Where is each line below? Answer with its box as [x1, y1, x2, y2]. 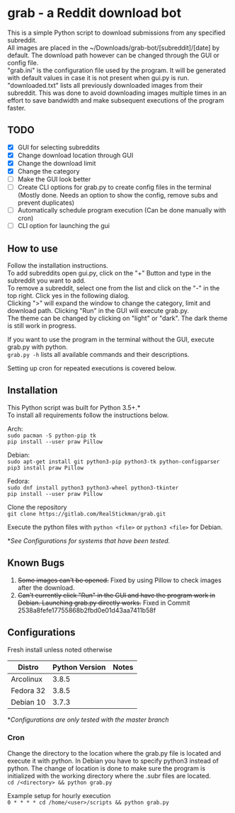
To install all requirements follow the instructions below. [7, 411, 169, 419]
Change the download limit [17, 159, 96, 167]
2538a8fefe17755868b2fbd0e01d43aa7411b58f [17, 606, 156, 614]
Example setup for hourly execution [7, 791, 111, 800]
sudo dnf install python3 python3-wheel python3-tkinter [7, 484, 179, 491]
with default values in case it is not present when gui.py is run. [7, 73, 190, 82]
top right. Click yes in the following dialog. [7, 292, 130, 300]
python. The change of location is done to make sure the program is [7, 763, 206, 773]
